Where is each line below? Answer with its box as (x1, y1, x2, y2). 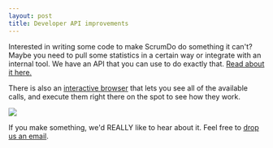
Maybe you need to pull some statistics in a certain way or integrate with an (8, 50, 262, 60)
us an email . (8, 131, 49, 141)
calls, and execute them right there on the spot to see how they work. (8, 91, 241, 101)
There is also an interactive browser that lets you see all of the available (8, 82, 248, 93)
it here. (8, 67, 32, 77)
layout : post (8, 11, 53, 20)
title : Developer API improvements (8, 19, 129, 27)
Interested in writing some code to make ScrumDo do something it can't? (8, 41, 253, 51)
